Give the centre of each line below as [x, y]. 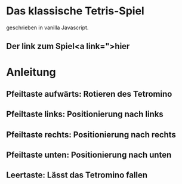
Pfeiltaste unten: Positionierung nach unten [89, 155]
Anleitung [31, 72]
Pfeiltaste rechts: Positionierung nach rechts [91, 135]
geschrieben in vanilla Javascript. [47, 27]
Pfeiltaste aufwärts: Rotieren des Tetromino [89, 94]
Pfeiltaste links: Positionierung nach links [85, 114]
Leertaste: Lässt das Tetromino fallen [77, 175]
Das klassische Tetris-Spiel [75, 11]
